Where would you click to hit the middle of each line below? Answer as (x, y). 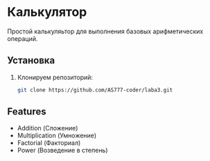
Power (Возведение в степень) (63, 151)
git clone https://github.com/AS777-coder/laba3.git (95, 90)
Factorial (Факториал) (49, 143)
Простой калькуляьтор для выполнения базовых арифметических (105, 31)
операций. (23, 38)
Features (27, 112)
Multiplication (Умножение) (57, 135)
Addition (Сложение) (47, 128)
